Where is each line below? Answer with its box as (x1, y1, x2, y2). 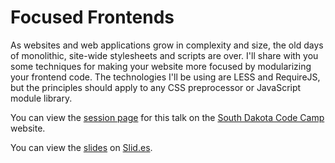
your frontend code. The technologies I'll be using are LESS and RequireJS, (10, 71, 321, 83)
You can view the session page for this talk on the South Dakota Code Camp (10, 111, 325, 123)
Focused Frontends (10, 6, 175, 29)
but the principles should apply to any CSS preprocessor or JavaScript (10, 81, 302, 93)
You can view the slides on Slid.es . (10, 141, 153, 153)
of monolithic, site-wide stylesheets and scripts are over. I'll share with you (10, 49, 319, 61)
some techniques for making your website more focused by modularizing (10, 60, 312, 72)
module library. (10, 92, 73, 104)
